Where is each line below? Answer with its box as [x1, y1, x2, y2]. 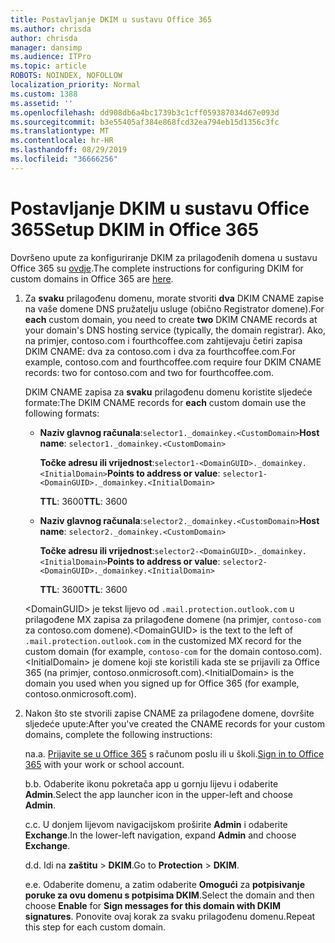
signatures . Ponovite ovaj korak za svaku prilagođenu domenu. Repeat [24, 910, 316, 922]
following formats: [24, 407, 100, 419]
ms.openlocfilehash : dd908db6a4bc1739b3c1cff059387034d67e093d [10, 107, 280, 118]
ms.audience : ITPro [10, 52, 92, 62]
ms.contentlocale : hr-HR [10, 136, 114, 146]
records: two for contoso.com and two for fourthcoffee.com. [24, 366, 274, 378]
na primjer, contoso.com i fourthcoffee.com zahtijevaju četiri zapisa [24, 334, 303, 346]
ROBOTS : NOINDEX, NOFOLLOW [10, 71, 123, 81]
